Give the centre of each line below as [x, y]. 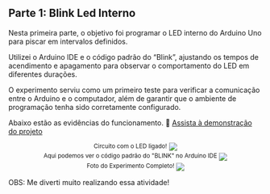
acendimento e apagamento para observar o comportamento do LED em [129, 65]
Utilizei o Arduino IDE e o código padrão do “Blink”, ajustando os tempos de [134, 57]
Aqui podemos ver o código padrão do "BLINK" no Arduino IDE [130, 156]
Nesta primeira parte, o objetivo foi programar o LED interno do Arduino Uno [135, 32]
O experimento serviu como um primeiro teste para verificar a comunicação [134, 90]
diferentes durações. [43, 74]
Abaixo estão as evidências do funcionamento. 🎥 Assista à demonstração [130, 122]
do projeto [25, 131]
